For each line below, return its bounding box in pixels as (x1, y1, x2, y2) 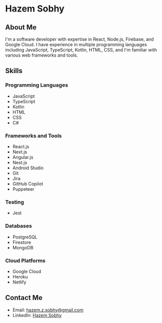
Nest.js (12, 159, 28, 165)
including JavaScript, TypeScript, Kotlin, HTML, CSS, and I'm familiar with (5, 47, 157, 53)
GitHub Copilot (12, 181, 44, 187)
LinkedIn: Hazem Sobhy (12, 312, 62, 318)
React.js (12, 143, 30, 149)
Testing (5, 198, 24, 205)
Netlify (12, 279, 27, 285)
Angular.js (12, 154, 34, 160)
